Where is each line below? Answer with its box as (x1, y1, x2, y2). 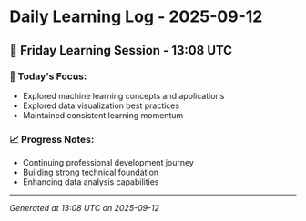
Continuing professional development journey (22, 157, 194, 168)
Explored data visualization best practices (22, 100, 180, 111)
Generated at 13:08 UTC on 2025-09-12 (9, 203, 160, 214)
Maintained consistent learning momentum (22, 109, 184, 120)
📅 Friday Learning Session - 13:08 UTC (9, 43, 233, 58)
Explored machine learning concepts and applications (22, 90, 225, 101)
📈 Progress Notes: (9, 133, 95, 146)
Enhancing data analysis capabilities (22, 176, 159, 187)
